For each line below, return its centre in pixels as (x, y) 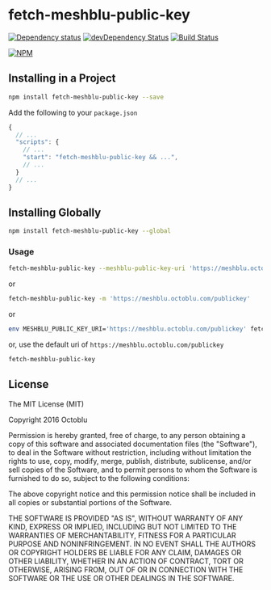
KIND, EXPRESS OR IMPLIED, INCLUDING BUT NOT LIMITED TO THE (123, 526)
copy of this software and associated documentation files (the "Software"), (133, 444)
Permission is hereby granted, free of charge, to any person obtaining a (127, 435)
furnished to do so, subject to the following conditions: (99, 478)
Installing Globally (55, 212)
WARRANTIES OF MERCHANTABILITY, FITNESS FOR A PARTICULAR (122, 535)
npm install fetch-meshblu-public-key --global (90, 231)
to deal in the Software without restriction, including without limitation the (130, 452)
